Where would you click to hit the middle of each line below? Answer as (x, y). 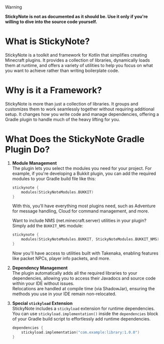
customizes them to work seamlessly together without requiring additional (80, 109)
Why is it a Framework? (54, 90)
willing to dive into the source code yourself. (51, 22)
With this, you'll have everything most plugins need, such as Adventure (84, 206)
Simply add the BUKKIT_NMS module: (47, 226)
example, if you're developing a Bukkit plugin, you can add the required (84, 173)
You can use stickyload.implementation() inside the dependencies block (85, 314)
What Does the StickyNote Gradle (75, 139)
